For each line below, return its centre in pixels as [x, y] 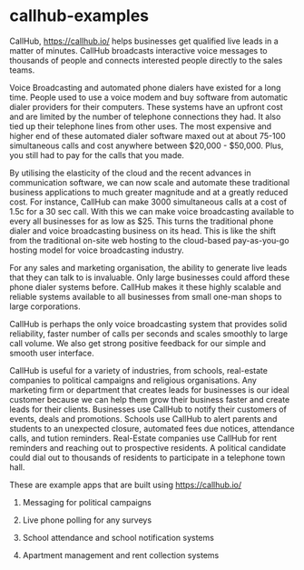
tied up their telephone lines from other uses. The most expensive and [141, 126]
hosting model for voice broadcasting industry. [97, 250]
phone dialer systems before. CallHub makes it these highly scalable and [145, 286]
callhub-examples [79, 16]
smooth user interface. [52, 353]
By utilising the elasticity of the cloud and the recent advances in [130, 173]
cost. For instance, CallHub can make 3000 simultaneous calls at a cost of [148, 202]
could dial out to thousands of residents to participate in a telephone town [147, 457]
